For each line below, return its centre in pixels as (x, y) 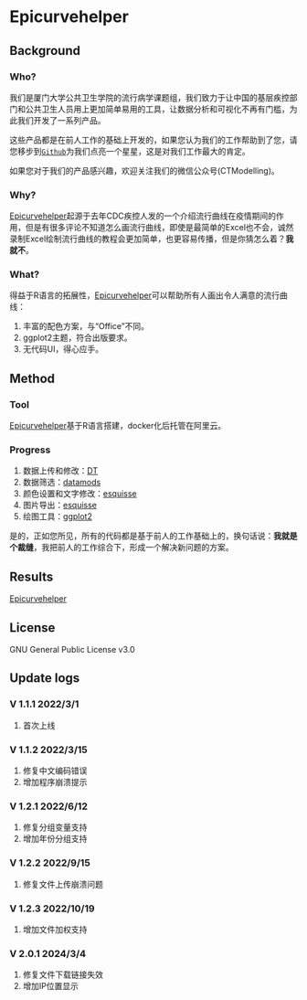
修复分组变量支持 (55, 827)
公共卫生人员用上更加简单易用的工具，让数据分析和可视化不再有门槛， (157, 109)
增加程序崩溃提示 (55, 782)
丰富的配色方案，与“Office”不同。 (85, 326)
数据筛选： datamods (62, 483)
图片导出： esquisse (60, 505)
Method (32, 378)
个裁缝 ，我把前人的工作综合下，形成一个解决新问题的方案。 (122, 548)
